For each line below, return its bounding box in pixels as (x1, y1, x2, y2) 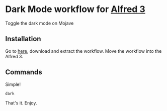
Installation (5, 35, 41, 43)
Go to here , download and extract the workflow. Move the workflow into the (5, 48, 162, 54)
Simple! (5, 81, 21, 87)
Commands (5, 68, 43, 76)
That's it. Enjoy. (5, 99, 37, 106)
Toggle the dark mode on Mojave (5, 20, 74, 26)
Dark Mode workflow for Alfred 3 (5, 4, 146, 15)
